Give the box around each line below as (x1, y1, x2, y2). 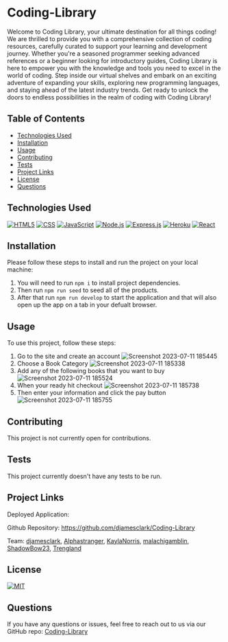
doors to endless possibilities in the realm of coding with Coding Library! (7, 93, 212, 101)
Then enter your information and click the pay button (16, 389, 166, 397)
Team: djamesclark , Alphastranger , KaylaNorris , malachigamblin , (7, 536, 190, 545)
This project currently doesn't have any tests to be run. (7, 472, 162, 480)
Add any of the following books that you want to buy (16, 367, 165, 375)
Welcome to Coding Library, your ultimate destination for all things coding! (7, 27, 217, 36)
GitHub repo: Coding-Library (7, 628, 88, 636)
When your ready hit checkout (16, 381, 103, 390)
